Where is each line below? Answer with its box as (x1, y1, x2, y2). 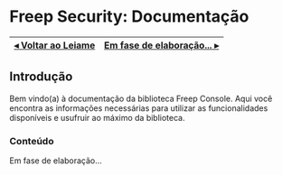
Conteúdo (9, 134, 54, 147)
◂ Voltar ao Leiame (14, 39, 96, 51)
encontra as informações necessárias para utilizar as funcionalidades (9, 102, 268, 114)
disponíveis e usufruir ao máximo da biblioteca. (9, 112, 185, 123)
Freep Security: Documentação (9, 6, 249, 27)
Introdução (9, 69, 73, 85)
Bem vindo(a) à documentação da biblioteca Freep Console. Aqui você (9, 93, 273, 104)
